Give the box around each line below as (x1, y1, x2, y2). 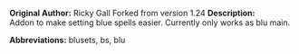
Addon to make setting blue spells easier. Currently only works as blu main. (9, 17, 291, 28)
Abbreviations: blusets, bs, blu (9, 35, 126, 45)
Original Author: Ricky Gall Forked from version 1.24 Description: (9, 8, 256, 18)
